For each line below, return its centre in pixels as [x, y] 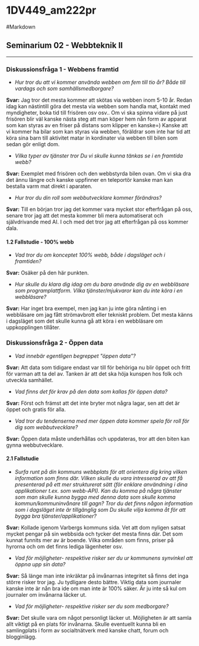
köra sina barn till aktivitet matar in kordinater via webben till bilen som [92, 138]
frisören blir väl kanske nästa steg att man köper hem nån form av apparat [96, 119]
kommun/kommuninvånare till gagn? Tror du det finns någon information [104, 503]
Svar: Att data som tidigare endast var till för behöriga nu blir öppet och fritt [98, 367]
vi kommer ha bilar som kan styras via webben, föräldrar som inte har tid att [98, 132]
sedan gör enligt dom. [33, 144]
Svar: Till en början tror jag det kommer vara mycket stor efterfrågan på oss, [99, 209]
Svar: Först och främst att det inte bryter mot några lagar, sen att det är [93, 403]
